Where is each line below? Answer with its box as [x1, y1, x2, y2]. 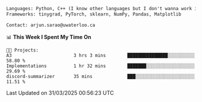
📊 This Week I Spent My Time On [6, 33, 91, 40]
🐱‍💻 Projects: [6, 47, 39, 53]
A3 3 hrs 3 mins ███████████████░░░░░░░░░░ [6, 52, 195, 58]
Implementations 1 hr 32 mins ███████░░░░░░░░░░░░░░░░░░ [6, 63, 195, 69]
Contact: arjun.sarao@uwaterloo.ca [6, 22, 96, 28]
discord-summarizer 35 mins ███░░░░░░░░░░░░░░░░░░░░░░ [6, 73, 195, 79]
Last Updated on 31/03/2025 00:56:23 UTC [6, 89, 114, 96]
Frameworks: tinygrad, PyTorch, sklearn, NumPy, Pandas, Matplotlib [6, 11, 182, 17]
